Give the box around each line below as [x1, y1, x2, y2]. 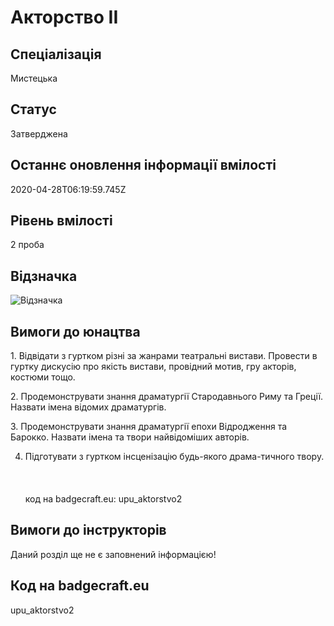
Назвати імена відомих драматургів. [10, 401, 167, 413]
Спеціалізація [10, 46, 102, 63]
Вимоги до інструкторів [10, 522, 167, 539]
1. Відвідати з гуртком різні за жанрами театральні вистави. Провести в [10, 350, 318, 362]
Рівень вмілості [10, 212, 113, 230]
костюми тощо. [10, 371, 76, 383]
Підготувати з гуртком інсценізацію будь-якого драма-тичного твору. [24, 451, 325, 463]
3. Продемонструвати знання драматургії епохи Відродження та [10, 421, 288, 433]
